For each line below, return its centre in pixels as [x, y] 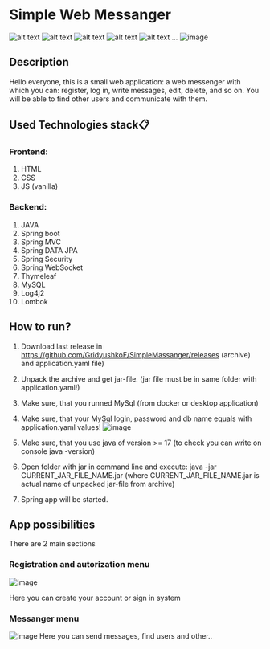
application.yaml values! [61, 427]
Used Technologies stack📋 [80, 125]
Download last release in [61, 346]
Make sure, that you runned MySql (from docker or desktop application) [140, 402]
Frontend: [29, 152]
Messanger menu [44, 618]
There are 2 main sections [52, 544]
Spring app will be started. [64, 499]
